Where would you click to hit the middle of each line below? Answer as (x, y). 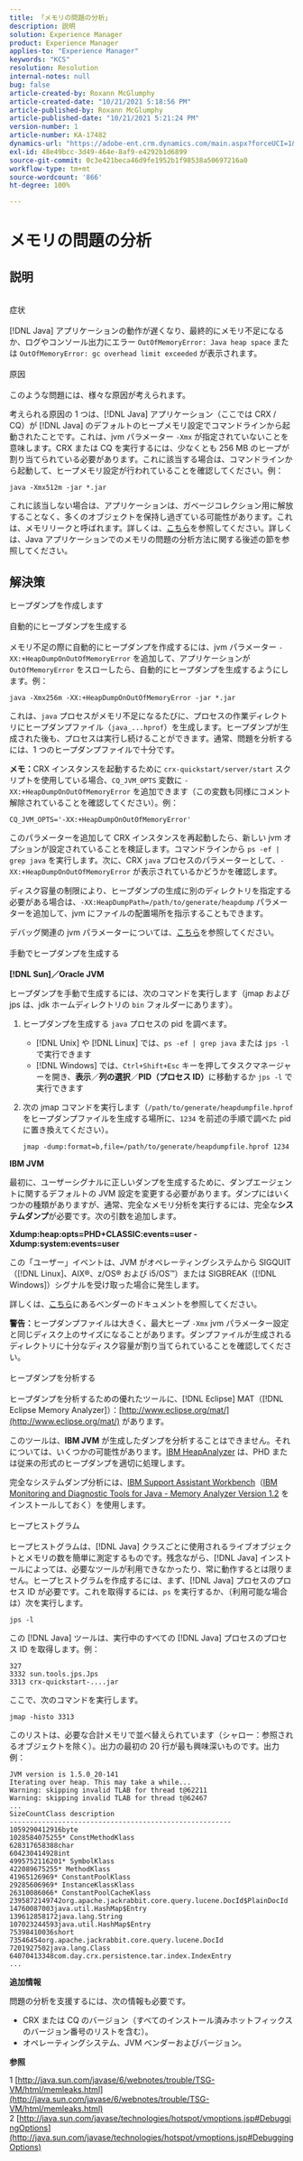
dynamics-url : (36, 143)
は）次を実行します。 (49, 1602)
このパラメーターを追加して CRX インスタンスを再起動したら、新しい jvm (146, 837)
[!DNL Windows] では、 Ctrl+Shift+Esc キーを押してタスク (144, 1065)
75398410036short (42, 1932)
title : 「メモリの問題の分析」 (60, 18)
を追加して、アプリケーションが (191, 658)
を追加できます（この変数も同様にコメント (211, 791)
